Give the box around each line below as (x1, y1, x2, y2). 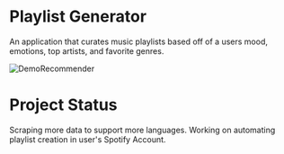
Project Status (9, 95, 119, 115)
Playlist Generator (9, 6, 146, 27)
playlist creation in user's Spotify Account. (9, 133, 166, 145)
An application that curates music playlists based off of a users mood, (9, 36, 268, 47)
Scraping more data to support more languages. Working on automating (9, 124, 276, 135)
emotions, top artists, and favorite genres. (9, 45, 164, 56)
